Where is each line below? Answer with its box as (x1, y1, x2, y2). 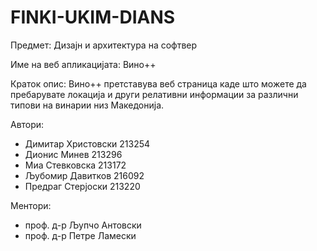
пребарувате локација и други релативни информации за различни (10, 88, 299, 100)
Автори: (10, 118, 45, 130)
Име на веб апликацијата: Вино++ (10, 58, 157, 70)
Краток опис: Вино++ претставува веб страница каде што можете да (10, 77, 307, 90)
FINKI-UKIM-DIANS (10, 6, 176, 29)
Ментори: (10, 199, 52, 211)
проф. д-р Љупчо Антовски (24, 219, 142, 231)
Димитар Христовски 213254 (24, 137, 151, 150)
